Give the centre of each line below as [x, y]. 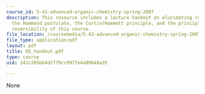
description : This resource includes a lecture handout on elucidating [99, 18]
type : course [23, 57]
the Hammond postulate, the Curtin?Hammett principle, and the [94, 23]
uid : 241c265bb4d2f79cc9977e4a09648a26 [57, 62]
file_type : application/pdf [42, 40]
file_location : [26, 35]
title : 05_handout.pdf [35, 52]
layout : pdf [21, 46]
